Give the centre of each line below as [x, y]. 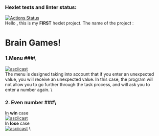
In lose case [18, 123]
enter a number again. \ [29, 90]
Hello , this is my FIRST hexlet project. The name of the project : [69, 23]
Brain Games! [33, 43]
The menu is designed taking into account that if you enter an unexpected [79, 74]
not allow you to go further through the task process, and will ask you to [78, 84]
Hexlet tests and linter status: [41, 7]
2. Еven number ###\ [31, 102]
